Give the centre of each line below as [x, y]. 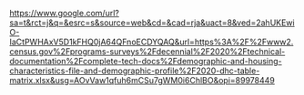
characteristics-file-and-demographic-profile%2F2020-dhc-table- [135, 71]
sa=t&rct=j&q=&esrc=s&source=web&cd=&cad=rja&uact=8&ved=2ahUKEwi [152, 23]
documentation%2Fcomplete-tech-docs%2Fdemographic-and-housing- [146, 61]
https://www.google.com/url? [65, 13]
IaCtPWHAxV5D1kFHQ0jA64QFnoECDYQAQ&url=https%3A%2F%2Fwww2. [152, 42]
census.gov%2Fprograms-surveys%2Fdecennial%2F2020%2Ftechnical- [147, 52]
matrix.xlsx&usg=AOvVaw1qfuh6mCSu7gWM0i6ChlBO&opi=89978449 [142, 80]
